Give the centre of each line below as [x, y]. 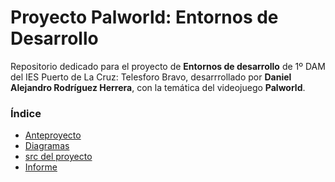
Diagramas [47, 146]
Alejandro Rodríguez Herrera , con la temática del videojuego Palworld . [158, 87]
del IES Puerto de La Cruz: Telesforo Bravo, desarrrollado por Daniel [151, 77]
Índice [26, 113]
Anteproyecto [53, 135]
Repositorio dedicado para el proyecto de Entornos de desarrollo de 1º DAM [168, 66]
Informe [41, 167]
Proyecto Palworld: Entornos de [144, 17]
